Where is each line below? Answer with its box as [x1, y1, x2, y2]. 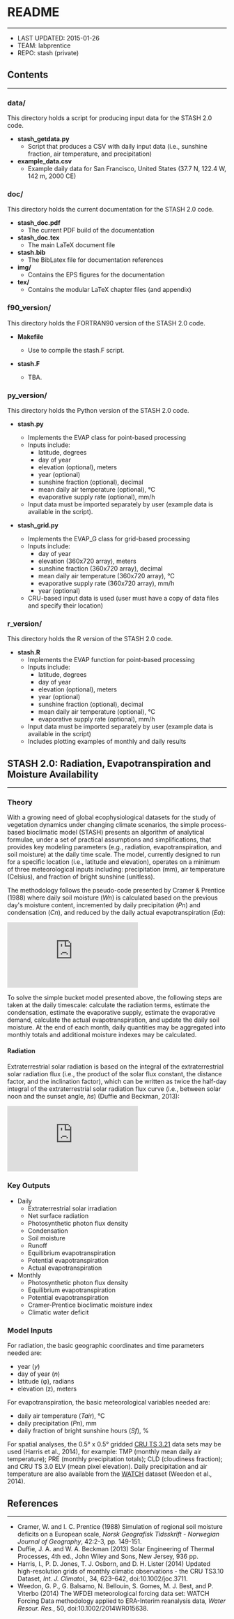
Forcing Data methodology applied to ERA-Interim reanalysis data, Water [17, 1597, 226, 1605]
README [7, 4, 60, 20]
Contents [7, 69, 49, 81]
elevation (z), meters [17, 1384, 77, 1393]
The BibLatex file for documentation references [27, 256, 164, 264]
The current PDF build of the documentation [27, 226, 155, 235]
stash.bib [17, 249, 46, 257]
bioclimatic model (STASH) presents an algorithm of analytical [26, 828, 205, 837]
